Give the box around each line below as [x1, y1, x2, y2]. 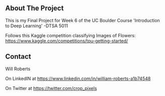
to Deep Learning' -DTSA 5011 [5, 23, 68, 29]
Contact [5, 52, 31, 61]
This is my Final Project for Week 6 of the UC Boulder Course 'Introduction [5, 17, 160, 23]
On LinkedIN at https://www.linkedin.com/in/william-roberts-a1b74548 [5, 75, 151, 81]
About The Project [5, 4, 64, 13]
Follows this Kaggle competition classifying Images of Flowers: [5, 32, 136, 38]
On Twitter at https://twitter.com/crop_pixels [5, 85, 97, 91]
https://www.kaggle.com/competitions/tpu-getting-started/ [5, 38, 128, 44]
